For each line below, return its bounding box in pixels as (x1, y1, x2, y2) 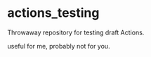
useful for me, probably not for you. (7, 42, 110, 50)
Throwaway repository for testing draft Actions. (7, 28, 145, 37)
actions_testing (7, 5, 100, 21)
